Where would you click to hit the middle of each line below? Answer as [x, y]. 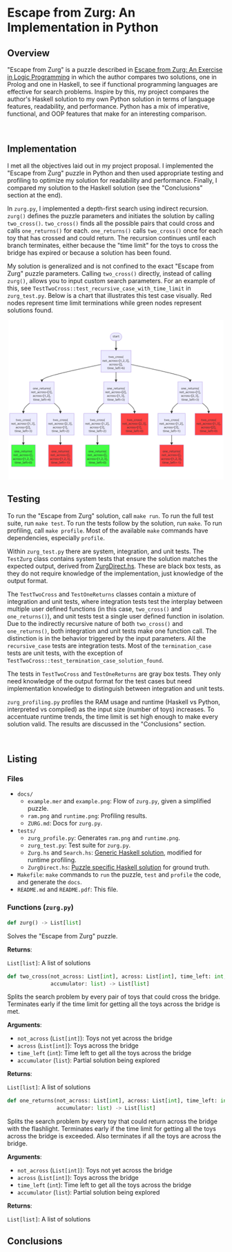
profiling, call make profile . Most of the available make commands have [108, 530]
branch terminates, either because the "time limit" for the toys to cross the [113, 245]
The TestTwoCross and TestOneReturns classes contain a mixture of [102, 594]
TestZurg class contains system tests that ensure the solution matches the [113, 558]
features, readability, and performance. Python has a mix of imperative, [108, 106]
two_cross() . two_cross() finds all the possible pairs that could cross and [111, 223]
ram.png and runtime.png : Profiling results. [87, 816]
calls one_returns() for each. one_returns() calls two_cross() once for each [115, 231]
